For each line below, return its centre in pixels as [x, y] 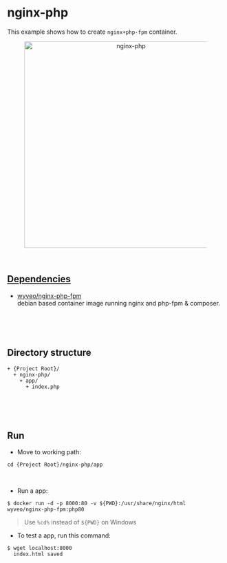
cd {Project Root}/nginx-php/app [55, 465]
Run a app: [32, 491]
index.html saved [38, 554]
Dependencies [39, 279]
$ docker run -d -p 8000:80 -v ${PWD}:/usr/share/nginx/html [97, 504]
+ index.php [42, 387]
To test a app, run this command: [64, 535]
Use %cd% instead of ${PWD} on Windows [80, 522]
